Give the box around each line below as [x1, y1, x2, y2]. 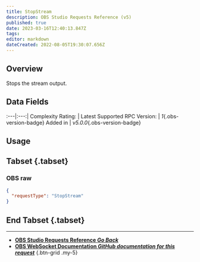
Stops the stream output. [6, 80, 67, 87]
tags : [6, 31, 20, 37]
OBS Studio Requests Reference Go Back [14, 236, 119, 244]
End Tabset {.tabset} [6, 215, 85, 225]
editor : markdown [6, 36, 49, 42]
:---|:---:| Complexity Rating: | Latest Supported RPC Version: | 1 [6, 112, 164, 119]
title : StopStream [6, 8, 52, 15]
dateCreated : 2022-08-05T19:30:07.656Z [6, 42, 105, 48]
